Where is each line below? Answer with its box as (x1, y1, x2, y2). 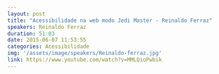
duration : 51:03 (7, 30, 55, 37)
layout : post (7, 10, 46, 18)
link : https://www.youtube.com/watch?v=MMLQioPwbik (7, 56, 162, 63)
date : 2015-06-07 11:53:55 (7, 37, 87, 44)
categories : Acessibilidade (7, 43, 90, 50)
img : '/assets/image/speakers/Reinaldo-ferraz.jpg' (7, 50, 162, 57)
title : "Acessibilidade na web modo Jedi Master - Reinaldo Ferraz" (7, 17, 213, 24)
